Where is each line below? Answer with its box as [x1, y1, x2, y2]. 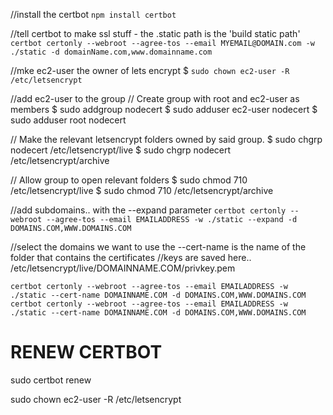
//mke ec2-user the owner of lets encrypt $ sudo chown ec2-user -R [10, 65, 290, 76]
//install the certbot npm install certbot [10, 9, 177, 20]
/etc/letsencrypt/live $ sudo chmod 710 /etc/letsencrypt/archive [10, 185, 274, 196]
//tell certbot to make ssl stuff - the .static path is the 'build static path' [10, 28, 301, 39]
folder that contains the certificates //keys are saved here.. [10, 252, 252, 263]
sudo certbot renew [10, 374, 92, 386]
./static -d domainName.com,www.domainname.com [10, 47, 213, 57]
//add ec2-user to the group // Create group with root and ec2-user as [10, 93, 300, 104]
